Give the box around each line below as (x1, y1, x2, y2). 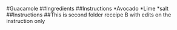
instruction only (6, 18, 45, 24)
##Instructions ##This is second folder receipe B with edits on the (6, 11, 172, 18)
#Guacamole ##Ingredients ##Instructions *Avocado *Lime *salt (6, 5, 169, 12)
